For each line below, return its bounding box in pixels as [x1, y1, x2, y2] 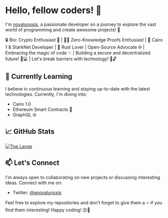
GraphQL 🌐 [12, 111, 36, 118]
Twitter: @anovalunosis [12, 190, 62, 196]
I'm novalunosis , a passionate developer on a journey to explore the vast [5, 21, 156, 27]
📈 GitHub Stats [5, 127, 55, 136]
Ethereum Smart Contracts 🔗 [12, 106, 72, 112]
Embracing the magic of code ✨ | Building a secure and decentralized [5, 50, 151, 56]
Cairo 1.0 [12, 101, 31, 107]
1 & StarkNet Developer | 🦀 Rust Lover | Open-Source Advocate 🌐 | [5, 44, 145, 50]
